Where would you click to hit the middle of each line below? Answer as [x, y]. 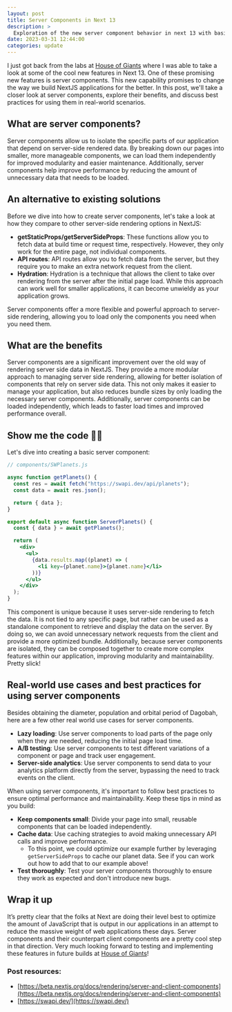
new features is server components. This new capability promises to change [116, 80]
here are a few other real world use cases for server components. [100, 720]
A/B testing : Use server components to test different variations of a [113, 748]
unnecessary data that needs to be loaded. [68, 177]
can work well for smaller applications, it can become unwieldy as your [118, 288]
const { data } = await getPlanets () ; [69, 528]
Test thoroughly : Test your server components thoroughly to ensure [115, 871]
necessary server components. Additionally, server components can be [109, 399]
